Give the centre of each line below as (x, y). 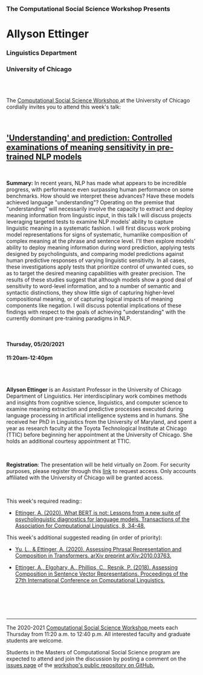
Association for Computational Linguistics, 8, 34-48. (80, 525)
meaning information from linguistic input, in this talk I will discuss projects (99, 215)
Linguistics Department (42, 53)
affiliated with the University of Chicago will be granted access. (85, 477)
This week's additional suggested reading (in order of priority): (84, 537)
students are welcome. (35, 640)
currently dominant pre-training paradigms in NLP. (69, 318)
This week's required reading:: (44, 501)
